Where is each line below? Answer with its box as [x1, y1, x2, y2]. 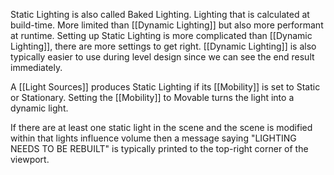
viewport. [10, 154, 50, 165]
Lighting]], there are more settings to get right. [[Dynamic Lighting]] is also [10, 40, 317, 52]
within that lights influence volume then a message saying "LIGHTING [10, 132, 297, 144]
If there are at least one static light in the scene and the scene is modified [10, 122, 313, 133]
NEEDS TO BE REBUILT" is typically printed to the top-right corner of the [10, 143, 309, 154]
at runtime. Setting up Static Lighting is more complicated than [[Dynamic [10, 30, 313, 41]
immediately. [10, 62, 63, 73]
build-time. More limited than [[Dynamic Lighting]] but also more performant [10, 19, 324, 31]
